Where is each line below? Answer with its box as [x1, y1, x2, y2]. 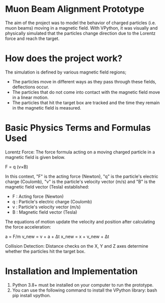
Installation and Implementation [5, 265, 138, 277]
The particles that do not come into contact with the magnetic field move [12, 89, 160, 95]
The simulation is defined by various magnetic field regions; [5, 69, 127, 75]
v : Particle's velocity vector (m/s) [12, 204, 81, 210]
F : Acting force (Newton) [12, 193, 64, 199]
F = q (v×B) [5, 164, 29, 170]
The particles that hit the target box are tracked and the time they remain [12, 100, 160, 106]
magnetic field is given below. [5, 154, 66, 160]
